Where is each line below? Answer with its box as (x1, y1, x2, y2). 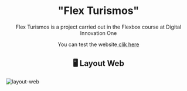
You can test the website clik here (57, 41, 140, 48)
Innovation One (80, 29, 117, 36)
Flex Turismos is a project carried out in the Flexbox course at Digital (15, 23, 182, 30)
